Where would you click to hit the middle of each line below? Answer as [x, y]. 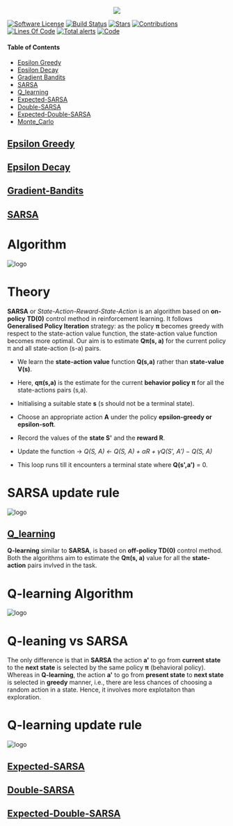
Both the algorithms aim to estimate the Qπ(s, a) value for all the [99, 558]
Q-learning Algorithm [70, 593]
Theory [29, 292]
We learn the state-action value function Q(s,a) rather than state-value [121, 361]
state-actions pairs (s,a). [53, 390]
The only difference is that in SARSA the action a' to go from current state [114, 660]
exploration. [24, 697]
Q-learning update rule [75, 725]
